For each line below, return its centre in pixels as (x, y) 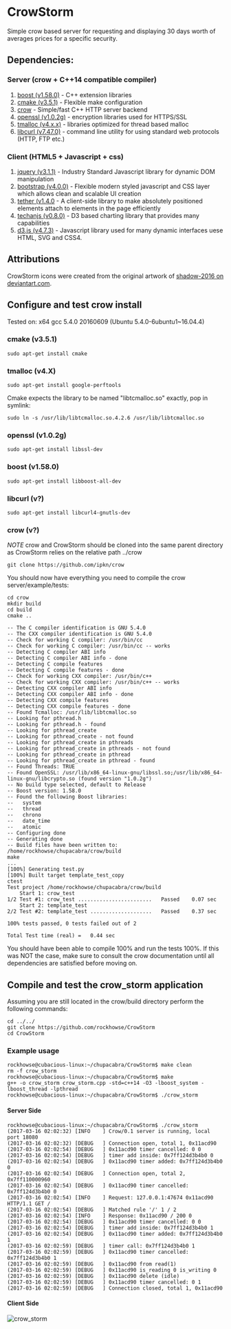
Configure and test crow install (75, 305)
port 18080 (23, 1137)
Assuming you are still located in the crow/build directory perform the (106, 1001)
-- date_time (29, 821)
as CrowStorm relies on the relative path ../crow (75, 552)
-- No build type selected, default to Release (77, 785)
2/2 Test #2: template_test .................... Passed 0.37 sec (112, 912)
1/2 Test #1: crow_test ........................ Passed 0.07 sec (112, 900)
